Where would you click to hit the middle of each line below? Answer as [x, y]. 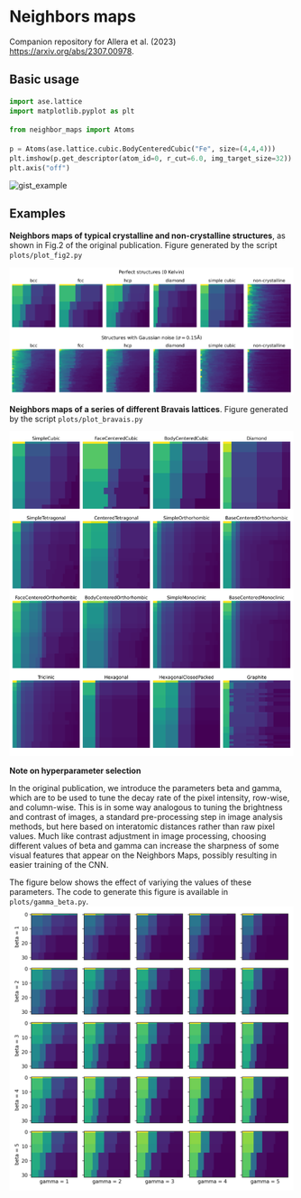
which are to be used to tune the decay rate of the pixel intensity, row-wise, [150, 798]
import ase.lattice [46, 101]
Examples [37, 214]
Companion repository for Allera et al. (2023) [93, 41]
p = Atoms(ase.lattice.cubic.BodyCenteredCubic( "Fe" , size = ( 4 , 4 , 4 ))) [143, 149]
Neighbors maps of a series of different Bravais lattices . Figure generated [149, 410]
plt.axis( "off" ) [40, 168]
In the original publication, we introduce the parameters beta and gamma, [146, 788]
